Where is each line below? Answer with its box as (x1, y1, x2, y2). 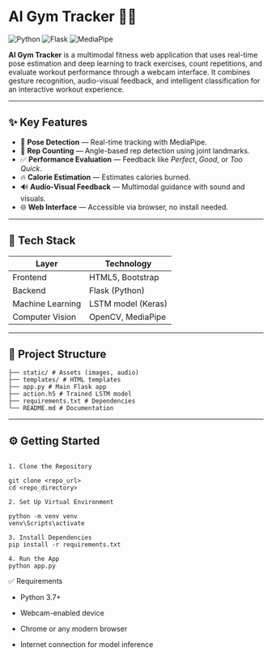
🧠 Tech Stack (8, 234, 76, 248)
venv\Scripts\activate (8, 520, 85, 528)
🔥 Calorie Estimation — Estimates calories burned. (19, 172, 191, 182)
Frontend (12, 271, 47, 283)
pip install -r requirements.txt (8, 541, 121, 549)
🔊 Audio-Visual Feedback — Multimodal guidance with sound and (19, 182, 245, 192)
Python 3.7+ (19, 593, 62, 602)
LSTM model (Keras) (88, 298, 168, 309)
